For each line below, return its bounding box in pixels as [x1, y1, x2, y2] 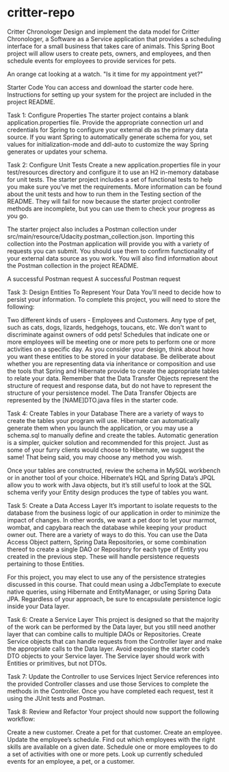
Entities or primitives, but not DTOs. [7, 659, 107, 667]
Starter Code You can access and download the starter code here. [7, 83, 194, 91]
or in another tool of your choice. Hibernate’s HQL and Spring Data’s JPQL [7, 473, 215, 481]
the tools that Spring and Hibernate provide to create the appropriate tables [7, 367, 220, 375]
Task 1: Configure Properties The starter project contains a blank [7, 111, 189, 119]
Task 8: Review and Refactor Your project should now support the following [7, 708, 219, 716]
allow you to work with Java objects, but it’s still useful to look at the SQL [7, 481, 212, 489]
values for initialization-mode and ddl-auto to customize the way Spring [7, 140, 209, 148]
